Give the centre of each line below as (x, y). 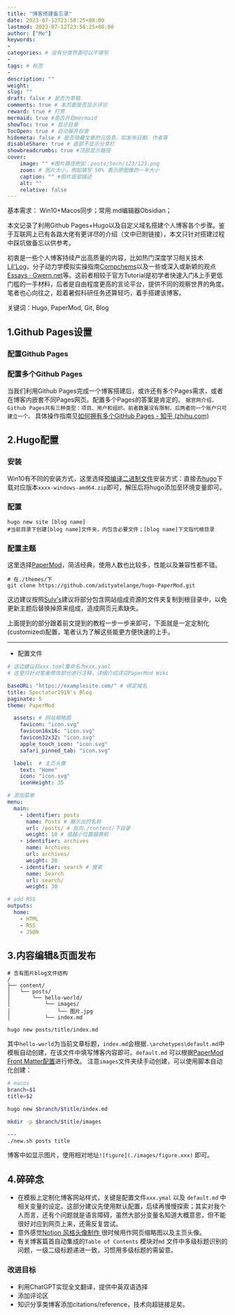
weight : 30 (42, 887)
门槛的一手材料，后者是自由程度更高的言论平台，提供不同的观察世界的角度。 (117, 284)
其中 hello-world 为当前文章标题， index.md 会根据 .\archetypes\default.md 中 (116, 1044)
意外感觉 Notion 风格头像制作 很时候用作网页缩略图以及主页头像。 (112, 1233)
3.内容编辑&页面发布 (52, 955)
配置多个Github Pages (45, 374)
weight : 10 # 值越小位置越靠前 (67, 835)
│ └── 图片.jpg (50, 1011)
